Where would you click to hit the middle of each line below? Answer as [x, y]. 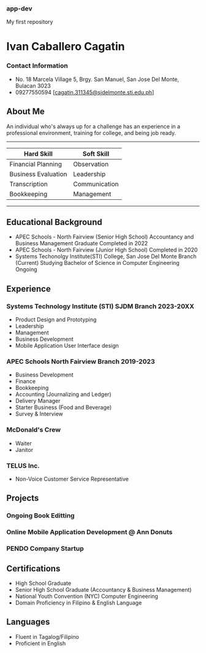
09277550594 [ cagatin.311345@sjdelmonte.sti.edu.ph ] [85, 92]
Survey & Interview [39, 414]
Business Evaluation [38, 174]
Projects [23, 498]
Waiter [24, 443]
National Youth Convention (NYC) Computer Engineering [86, 596]
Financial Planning [36, 164]
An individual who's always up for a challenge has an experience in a [93, 126]
